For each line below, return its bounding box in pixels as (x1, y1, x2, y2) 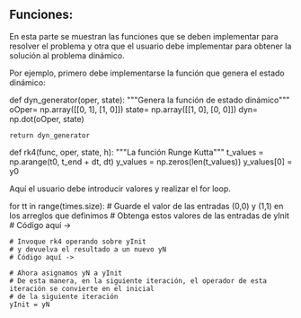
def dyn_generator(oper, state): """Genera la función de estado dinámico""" (9, 94, 290, 105)
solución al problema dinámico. (9, 49, 126, 61)
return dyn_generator (9, 130, 91, 140)
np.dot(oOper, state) (9, 113, 85, 124)
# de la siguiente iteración (9, 292, 119, 301)
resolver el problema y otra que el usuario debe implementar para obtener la (9, 40, 292, 51)
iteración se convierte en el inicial (9, 284, 155, 293)
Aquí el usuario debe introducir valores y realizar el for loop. (9, 183, 232, 194)
